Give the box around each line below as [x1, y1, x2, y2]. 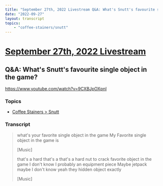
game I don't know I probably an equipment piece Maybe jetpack [16, 161, 147, 167]
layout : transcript [5, 16, 45, 21]
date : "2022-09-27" [5, 12, 45, 17]
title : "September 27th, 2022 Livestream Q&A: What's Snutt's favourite [5, 7, 155, 12]
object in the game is [16, 137, 59, 143]
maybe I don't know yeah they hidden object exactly [16, 166, 122, 172]
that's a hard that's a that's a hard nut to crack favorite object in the [16, 156, 152, 162]
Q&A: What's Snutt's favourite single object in [5, 65, 147, 73]
